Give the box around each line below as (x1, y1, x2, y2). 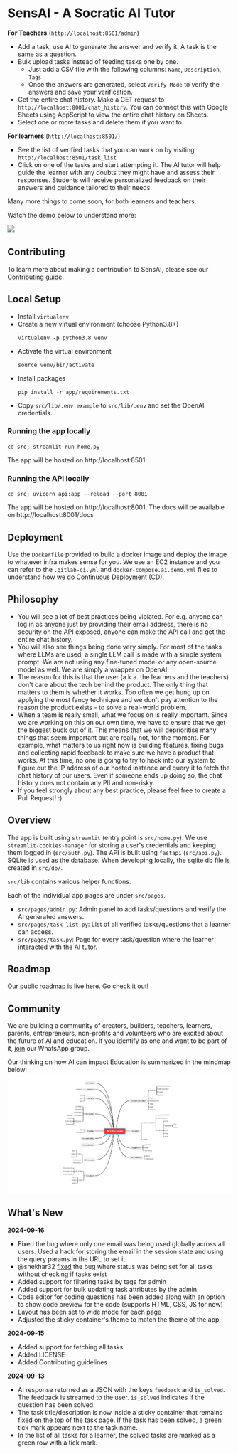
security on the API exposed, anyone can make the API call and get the (17, 627, 226, 636)
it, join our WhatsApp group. (7, 1044, 90, 1053)
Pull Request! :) (17, 793, 63, 802)
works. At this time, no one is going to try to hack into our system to (17, 755, 216, 764)
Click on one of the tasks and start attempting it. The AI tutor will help (17, 160, 221, 169)
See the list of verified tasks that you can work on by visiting (17, 145, 195, 154)
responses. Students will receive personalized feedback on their (17, 176, 206, 184)
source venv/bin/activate (17, 361, 94, 368)
